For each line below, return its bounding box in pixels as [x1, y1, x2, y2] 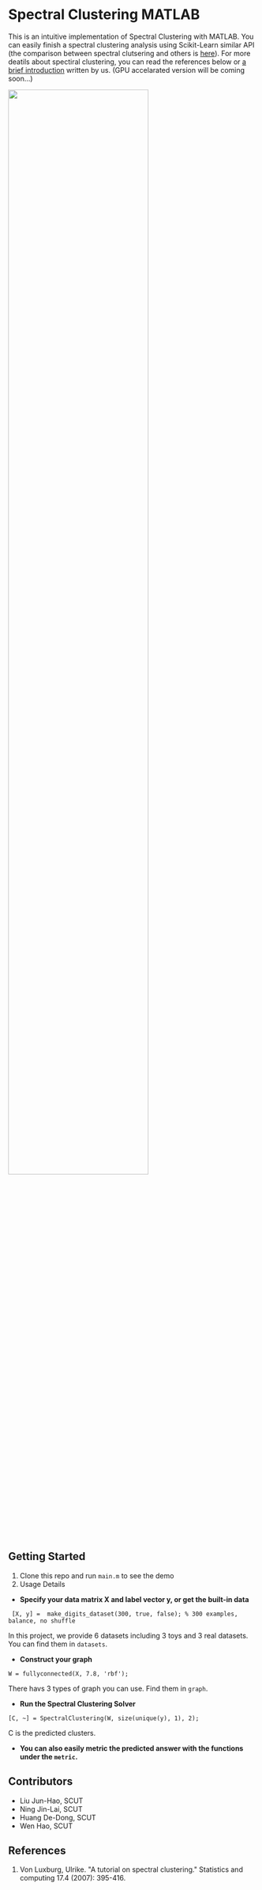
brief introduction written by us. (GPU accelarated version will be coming [8, 65, 245, 74]
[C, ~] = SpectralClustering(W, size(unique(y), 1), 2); [8, 1714, 200, 1722]
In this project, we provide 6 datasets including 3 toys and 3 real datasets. [8, 1631, 249, 1640]
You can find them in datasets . [8, 1639, 108, 1649]
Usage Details [19, 1579, 65, 1589]
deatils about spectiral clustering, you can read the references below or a [8, 57, 247, 66]
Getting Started [8, 1550, 86, 1563]
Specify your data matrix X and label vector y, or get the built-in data [19, 1594, 249, 1604]
